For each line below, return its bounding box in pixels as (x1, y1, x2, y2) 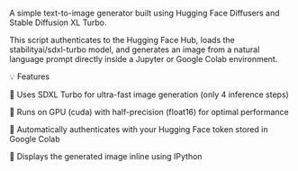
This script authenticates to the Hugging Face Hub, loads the (9, 35, 236, 45)
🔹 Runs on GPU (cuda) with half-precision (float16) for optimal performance (9, 107, 290, 117)
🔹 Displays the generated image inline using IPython (9, 151, 203, 161)
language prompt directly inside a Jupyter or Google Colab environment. (9, 54, 278, 64)
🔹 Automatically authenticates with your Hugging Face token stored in (9, 124, 268, 134)
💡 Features (9, 71, 50, 82)
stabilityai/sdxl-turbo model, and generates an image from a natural (9, 44, 260, 55)
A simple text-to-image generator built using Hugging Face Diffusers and (9, 8, 281, 18)
